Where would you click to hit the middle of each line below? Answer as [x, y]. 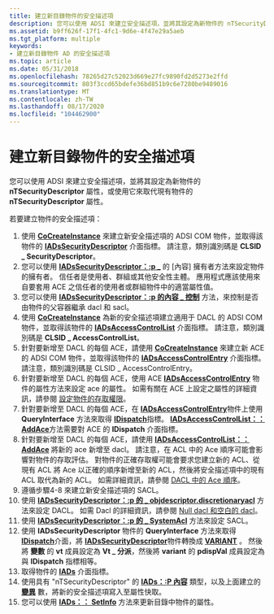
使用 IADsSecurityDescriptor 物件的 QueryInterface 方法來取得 [128, 530]
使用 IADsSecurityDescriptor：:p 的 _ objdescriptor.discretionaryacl [138, 500]
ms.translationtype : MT [50, 91]
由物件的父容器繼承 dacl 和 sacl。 [77, 307]
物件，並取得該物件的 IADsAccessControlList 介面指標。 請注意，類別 [139, 327]
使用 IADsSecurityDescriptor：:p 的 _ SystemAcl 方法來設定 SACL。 [137, 520]
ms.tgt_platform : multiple [55, 39]
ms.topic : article [40, 62]
